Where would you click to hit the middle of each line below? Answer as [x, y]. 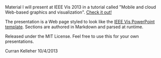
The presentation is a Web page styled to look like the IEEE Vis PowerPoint [80, 22]
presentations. [20, 41]
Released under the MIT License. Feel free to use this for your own [72, 36]
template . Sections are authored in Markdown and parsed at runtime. [74, 27]
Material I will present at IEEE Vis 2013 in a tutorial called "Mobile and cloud [80, 7]
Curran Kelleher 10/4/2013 [31, 51]
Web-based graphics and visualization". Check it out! [59, 12]
